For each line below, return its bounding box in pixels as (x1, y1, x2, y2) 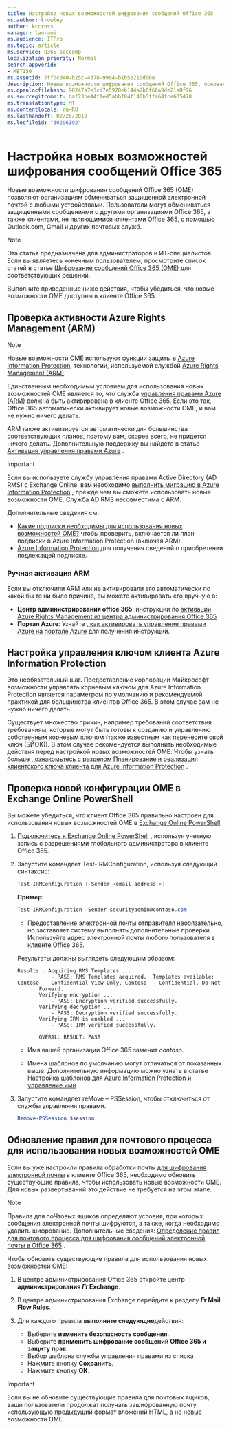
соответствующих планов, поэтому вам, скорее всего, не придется (7, 432, 207, 441)
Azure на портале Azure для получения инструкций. (16, 627, 170, 635)
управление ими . (27, 1081, 80, 1089)
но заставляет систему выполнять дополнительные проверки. (27, 926, 212, 934)
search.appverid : (7, 61, 57, 68)
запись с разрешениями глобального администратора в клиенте (16, 839, 209, 848)
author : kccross (7, 23, 54, 30)
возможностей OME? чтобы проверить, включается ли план (16, 530, 195, 538)
